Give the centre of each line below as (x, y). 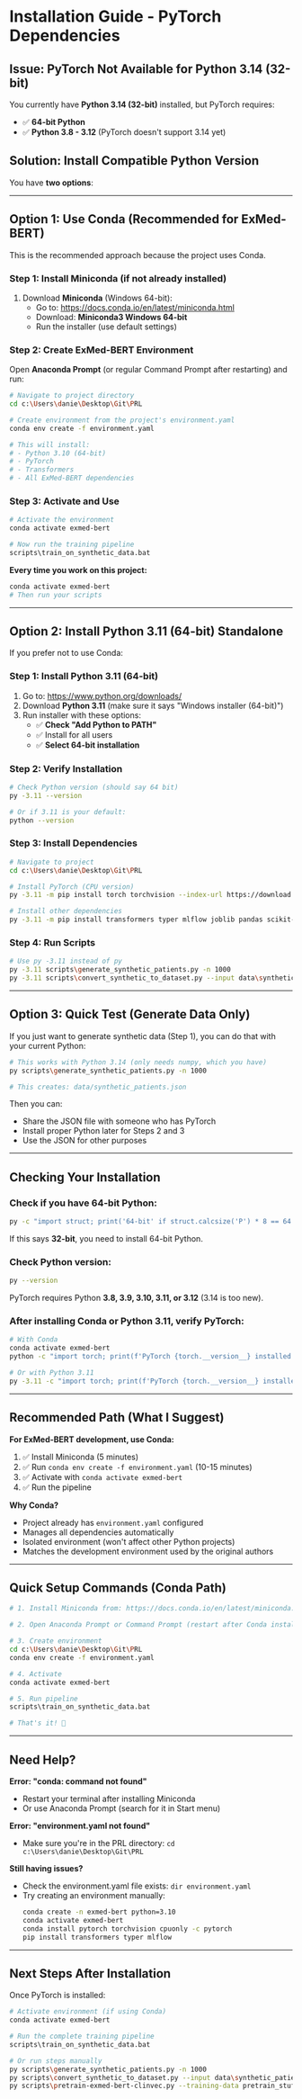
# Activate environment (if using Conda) (88, 2012)
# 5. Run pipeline (44, 1699)
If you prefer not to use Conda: (67, 653)
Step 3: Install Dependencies (73, 843)
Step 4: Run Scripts (53, 943)
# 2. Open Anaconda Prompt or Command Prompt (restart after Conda (138, 1625)
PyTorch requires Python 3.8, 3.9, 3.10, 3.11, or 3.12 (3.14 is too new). (136, 1298)
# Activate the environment (62, 520)
